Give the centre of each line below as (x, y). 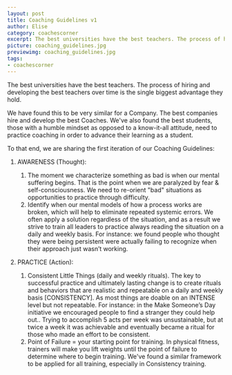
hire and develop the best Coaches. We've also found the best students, (110, 120)
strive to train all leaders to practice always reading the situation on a (126, 226)
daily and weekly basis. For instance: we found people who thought (123, 234)
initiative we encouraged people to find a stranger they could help (121, 312)
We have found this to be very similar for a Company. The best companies (113, 113)
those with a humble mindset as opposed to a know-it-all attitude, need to (112, 127)
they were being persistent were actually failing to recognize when (122, 241)
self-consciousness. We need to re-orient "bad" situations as (115, 190)
